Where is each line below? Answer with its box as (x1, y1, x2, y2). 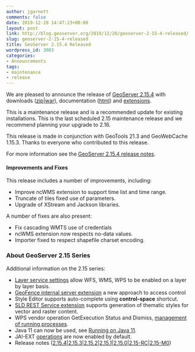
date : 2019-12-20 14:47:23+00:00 (6, 20, 89, 25)
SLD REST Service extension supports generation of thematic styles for (14, 301, 189, 308)
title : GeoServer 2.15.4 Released (6, 42, 92, 48)
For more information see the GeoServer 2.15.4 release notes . (6, 150, 156, 157)
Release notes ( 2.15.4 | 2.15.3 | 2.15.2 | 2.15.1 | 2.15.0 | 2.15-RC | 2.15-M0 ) (14, 339, 171, 346)
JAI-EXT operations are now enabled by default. (14, 332, 132, 340)
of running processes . (14, 320, 69, 327)
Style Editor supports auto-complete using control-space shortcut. (14, 295, 178, 302)
